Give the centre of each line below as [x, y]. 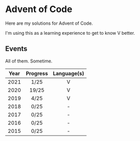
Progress [37, 73]
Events [16, 49]
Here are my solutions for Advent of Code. [49, 23]
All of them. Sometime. [29, 61]
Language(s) [68, 73]
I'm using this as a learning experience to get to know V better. [70, 33]
